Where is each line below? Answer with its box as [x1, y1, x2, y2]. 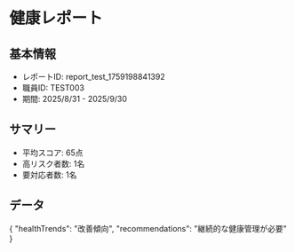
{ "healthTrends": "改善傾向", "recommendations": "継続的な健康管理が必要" [9, 223, 287, 233]
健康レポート [9, 8, 104, 28]
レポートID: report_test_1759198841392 [21, 72, 166, 82]
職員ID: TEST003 [21, 83, 84, 93]
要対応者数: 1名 [21, 169, 77, 180]
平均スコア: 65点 [21, 147, 84, 158]
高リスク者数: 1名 [21, 158, 85, 169]
